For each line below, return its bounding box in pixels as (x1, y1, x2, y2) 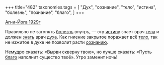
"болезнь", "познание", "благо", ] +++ (5, 9, 84, 15)
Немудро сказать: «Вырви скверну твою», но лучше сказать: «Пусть (5, 49, 152, 55)
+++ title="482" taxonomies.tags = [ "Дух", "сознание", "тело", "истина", (5, 4, 157, 10)
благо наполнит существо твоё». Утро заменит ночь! (5, 54, 118, 60)
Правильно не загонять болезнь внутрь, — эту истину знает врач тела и (5, 29, 159, 34)
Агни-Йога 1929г (5, 19, 41, 25)
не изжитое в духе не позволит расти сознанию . (5, 39, 108, 45)
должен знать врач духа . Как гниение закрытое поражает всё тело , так (5, 34, 158, 40)
